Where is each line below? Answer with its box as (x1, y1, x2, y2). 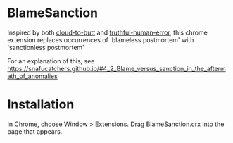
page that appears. (7, 127, 63, 135)
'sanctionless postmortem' (7, 43, 84, 51)
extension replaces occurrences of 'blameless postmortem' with (7, 35, 194, 44)
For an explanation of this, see (7, 56, 95, 65)
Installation (7, 97, 75, 113)
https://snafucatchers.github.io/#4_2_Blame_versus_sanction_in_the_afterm (7, 64, 227, 73)
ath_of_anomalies (7, 72, 58, 80)
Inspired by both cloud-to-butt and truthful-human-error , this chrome (7, 28, 208, 37)
